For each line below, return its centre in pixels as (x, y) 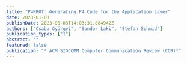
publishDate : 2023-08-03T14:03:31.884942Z (60, 23)
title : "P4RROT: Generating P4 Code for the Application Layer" (88, 12)
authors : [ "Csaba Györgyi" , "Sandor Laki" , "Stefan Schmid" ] (84, 28)
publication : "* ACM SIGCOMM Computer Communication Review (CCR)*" (94, 51)
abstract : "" (23, 40)
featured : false (26, 46)
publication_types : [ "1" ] (38, 34)
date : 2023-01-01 (28, 17)
